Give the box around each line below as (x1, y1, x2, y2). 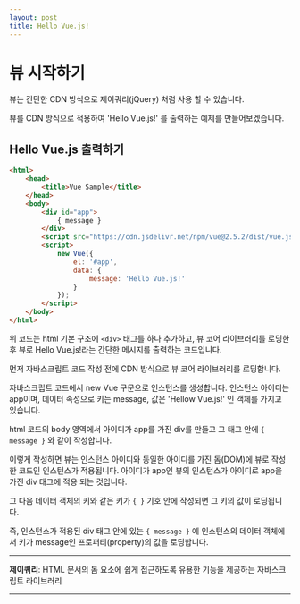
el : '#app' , (72, 257, 118, 267)
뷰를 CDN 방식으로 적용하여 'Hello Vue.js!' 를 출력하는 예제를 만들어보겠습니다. (9, 113, 285, 123)
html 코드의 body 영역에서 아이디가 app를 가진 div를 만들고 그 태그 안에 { (9, 423, 265, 434)
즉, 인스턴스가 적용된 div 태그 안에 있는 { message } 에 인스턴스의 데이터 (9, 525, 262, 536)
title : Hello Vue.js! (9, 21, 90, 30)
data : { (72, 266, 102, 275)
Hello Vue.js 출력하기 (9, 141, 125, 157)
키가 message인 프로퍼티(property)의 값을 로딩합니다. (18, 536, 209, 547)
